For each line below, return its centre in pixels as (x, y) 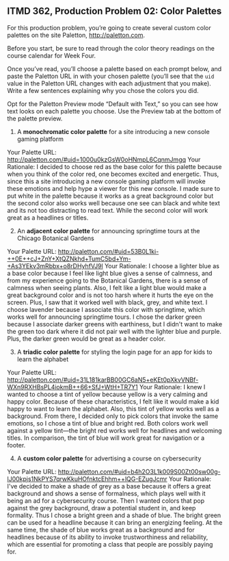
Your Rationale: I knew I (172, 387)
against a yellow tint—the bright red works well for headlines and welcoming (114, 430)
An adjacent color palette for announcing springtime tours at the (108, 231)
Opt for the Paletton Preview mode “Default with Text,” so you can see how (113, 104)
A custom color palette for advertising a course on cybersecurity (109, 458)
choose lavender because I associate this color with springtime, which (106, 309)
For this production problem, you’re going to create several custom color (109, 27)
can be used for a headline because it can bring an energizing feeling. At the (115, 522)
